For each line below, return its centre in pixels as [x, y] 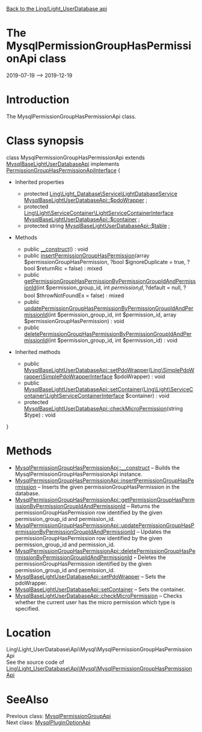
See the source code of [35, 662]
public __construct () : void [56, 249]
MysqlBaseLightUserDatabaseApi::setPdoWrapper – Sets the [90, 576]
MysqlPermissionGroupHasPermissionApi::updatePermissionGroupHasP [105, 525]
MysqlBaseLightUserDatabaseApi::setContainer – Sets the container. [100, 589]
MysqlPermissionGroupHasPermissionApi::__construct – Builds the [97, 467]
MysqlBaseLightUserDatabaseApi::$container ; [82, 219]
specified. [27, 608]
